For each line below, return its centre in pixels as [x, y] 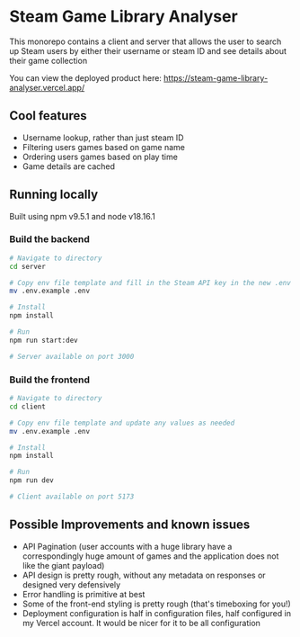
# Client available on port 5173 [72, 497]
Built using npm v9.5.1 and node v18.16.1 [82, 216]
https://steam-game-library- [216, 77]
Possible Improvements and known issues [130, 525]
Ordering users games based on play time [100, 157]
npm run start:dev [44, 340]
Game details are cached [68, 166]
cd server [28, 266]
